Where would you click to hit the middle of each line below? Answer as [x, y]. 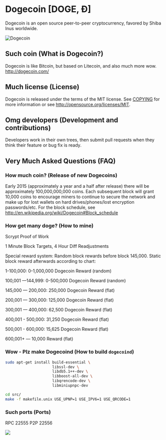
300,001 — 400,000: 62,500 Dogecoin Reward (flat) [59, 310]
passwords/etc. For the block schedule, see [50, 207]
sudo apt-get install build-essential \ [48, 362]
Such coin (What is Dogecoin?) [54, 54]
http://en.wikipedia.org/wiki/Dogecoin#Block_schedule [62, 213]
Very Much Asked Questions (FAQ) [60, 161]
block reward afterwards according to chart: [50, 261]
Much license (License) [42, 87]
